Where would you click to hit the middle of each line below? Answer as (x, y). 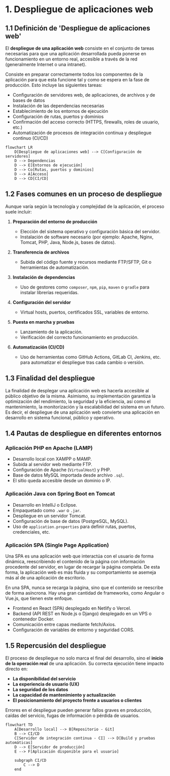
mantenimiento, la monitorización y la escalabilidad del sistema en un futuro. (85, 407)
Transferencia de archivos (41, 252)
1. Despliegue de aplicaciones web (79, 9)
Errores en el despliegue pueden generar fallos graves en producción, (79, 710)
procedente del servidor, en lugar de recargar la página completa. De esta (82, 567)
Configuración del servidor (42, 302)
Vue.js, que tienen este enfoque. (39, 598)
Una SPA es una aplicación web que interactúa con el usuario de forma (79, 556)
